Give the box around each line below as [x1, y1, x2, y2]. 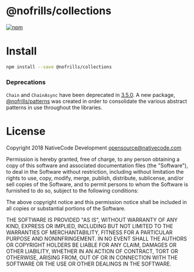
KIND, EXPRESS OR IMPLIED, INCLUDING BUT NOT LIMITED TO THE [6, 222, 173, 229]
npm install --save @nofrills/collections [6, 64, 112, 70]
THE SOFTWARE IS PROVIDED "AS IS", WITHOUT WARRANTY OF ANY [6, 216, 178, 223]
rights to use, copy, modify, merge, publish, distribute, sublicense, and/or [6, 174, 184, 182]
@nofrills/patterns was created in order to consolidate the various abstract [6, 98, 188, 105]
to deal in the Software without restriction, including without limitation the [6, 168, 184, 175]
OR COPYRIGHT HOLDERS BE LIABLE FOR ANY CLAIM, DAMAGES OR [6, 241, 177, 248]
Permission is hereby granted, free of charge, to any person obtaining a [6, 156, 180, 163]
